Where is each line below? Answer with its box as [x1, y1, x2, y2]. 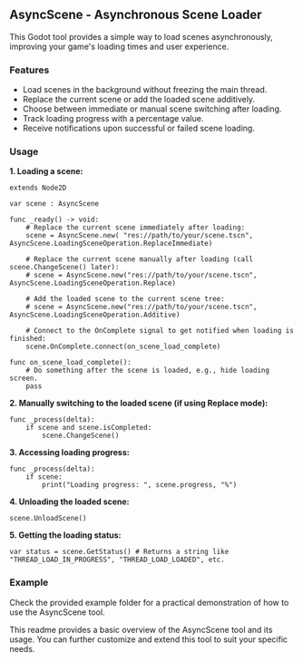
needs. [9, 643, 35, 654]
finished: [9, 335, 47, 344]
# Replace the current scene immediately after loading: [25, 223, 246, 232]
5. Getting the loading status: [9, 530, 122, 540]
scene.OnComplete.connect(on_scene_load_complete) [25, 342, 221, 352]
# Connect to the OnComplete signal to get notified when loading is [25, 326, 295, 336]
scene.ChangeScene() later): [9, 263, 120, 272]
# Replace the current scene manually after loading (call [25, 255, 254, 264]
